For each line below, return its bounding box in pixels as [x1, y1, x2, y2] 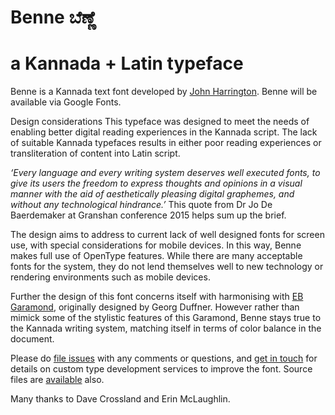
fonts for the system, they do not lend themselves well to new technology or [10, 261, 324, 273]
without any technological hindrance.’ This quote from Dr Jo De [10, 199, 273, 211]
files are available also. [10, 374, 105, 386]
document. [10, 333, 55, 345]
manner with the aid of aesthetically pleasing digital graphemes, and [10, 188, 295, 200]
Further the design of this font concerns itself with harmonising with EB [10, 291, 304, 303]
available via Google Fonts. [10, 96, 122, 108]
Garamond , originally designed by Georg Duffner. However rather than [10, 301, 300, 313]
